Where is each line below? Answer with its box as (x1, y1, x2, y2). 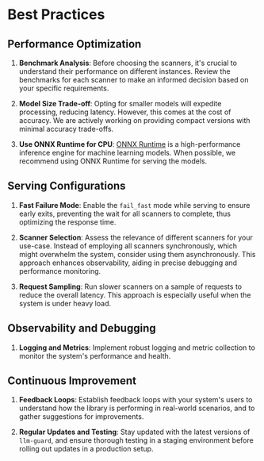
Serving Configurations (7, 179, 126, 193)
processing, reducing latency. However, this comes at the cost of (18, 107, 231, 117)
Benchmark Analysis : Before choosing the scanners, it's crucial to (18, 58, 237, 67)
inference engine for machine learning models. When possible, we (18, 148, 235, 157)
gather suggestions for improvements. (18, 412, 144, 421)
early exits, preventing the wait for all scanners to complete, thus (18, 209, 231, 218)
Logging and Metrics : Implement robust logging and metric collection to (18, 343, 255, 352)
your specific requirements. (18, 83, 109, 93)
